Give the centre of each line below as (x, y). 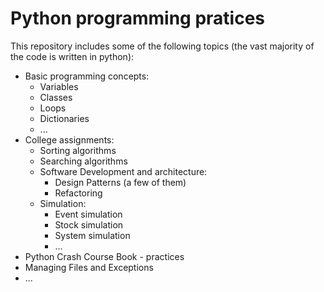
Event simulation (88, 214)
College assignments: (69, 139)
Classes (56, 97)
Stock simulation (89, 224)
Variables (59, 86)
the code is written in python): (72, 56)
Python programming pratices (138, 18)
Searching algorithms (83, 161)
